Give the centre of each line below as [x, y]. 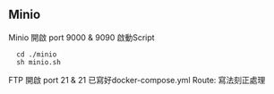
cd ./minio [37, 54]
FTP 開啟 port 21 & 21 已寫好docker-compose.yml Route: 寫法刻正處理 [137, 80]
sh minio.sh [39, 62]
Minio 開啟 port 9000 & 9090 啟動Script [81, 37]
